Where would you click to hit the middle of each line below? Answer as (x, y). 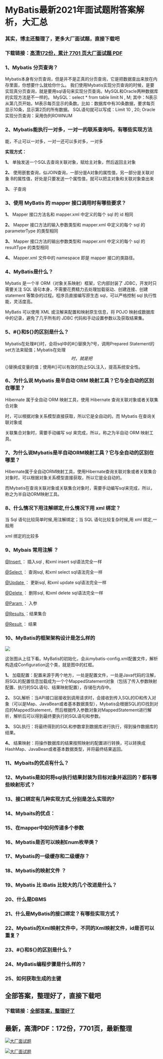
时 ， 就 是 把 (82, 358)
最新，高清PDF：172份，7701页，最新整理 (69, 1028)
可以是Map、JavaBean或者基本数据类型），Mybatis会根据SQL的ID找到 (84, 704)
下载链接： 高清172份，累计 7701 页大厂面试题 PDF (64, 53)
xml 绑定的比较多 (22, 536)
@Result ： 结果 (21, 624)
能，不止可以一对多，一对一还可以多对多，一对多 (54, 141)
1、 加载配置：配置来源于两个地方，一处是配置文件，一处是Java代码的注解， (82, 675)
